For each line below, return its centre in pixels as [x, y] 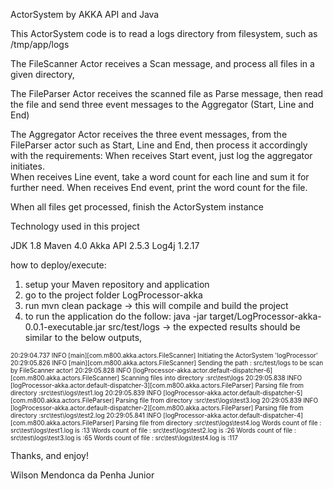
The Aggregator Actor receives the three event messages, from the [149, 134]
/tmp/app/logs [40, 44]
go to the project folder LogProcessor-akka [113, 295]
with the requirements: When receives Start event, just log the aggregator [161, 155]
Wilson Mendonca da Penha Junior [82, 475]
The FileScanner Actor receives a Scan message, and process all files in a [162, 63]
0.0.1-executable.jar [65, 327]
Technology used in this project [75, 226]
